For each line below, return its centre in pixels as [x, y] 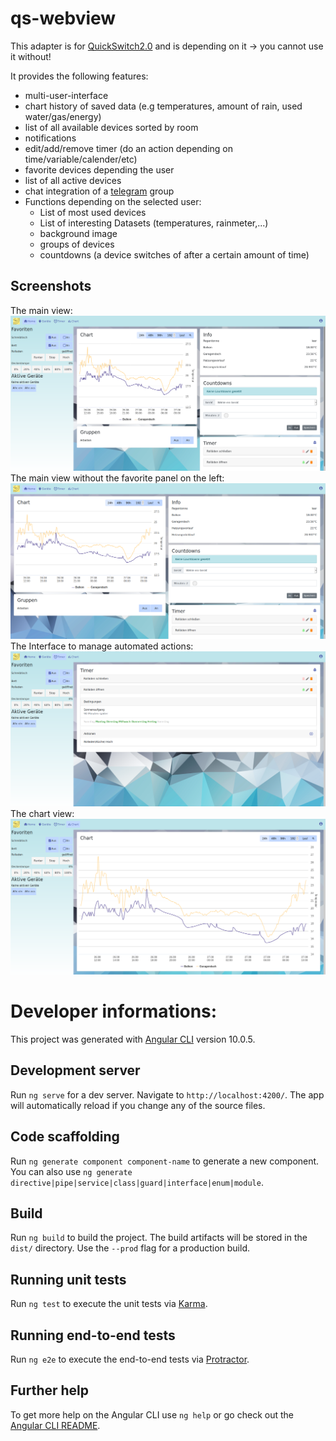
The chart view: [42, 814]
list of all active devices [73, 180]
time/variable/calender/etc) [81, 159]
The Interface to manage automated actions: [102, 646]
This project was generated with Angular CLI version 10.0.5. [133, 1039]
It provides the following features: [79, 76]
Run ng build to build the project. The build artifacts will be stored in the [159, 1238]
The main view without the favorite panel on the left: [117, 478]
